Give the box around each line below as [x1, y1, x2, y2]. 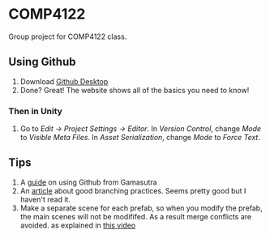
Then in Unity [8, 105, 63, 117]
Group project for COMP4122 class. [8, 32, 127, 41]
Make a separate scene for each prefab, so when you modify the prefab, [19, 203, 263, 213]
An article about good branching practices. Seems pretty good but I [19, 185, 246, 195]
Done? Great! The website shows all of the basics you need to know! [19, 85, 250, 95]
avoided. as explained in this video [19, 220, 136, 230]
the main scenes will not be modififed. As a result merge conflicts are [19, 211, 252, 221]
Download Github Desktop [19, 76, 109, 86]
